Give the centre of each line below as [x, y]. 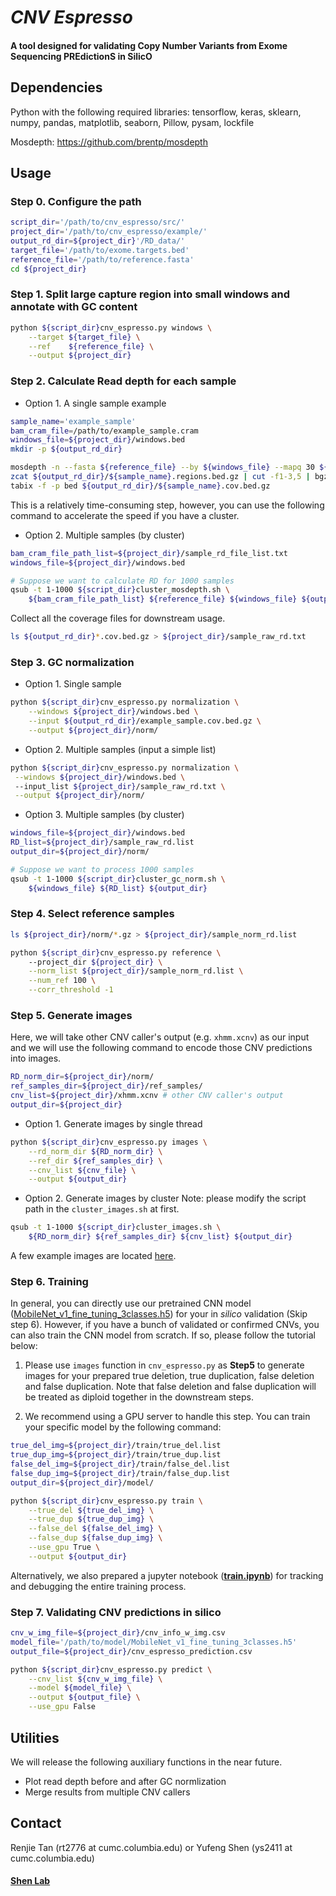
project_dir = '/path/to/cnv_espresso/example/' [109, 232]
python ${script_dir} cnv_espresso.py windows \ [111, 327]
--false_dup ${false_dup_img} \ [95, 1538]
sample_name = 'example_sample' [73, 421]
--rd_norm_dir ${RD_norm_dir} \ [95, 1151]
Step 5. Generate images [71, 1016]
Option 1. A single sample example [95, 403]
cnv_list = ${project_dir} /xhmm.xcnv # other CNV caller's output [147, 1096]
